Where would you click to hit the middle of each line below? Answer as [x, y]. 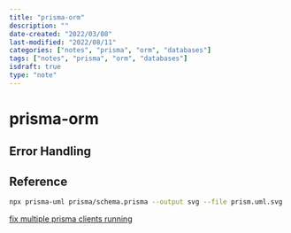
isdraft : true [35, 67]
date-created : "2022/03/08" [61, 34]
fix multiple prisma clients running [71, 219]
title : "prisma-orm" [47, 17]
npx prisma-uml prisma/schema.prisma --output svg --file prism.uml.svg [146, 202]
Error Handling [50, 151]
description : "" [39, 26]
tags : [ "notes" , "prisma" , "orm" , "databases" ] [99, 58]
